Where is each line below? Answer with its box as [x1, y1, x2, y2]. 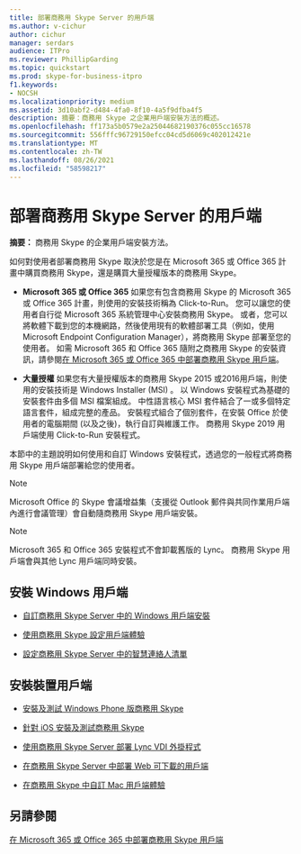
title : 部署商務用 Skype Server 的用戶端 [9, 13, 155, 23]
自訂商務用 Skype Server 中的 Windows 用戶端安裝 [22, 610, 211, 622]
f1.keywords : [9, 80, 58, 89]
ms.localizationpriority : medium [9, 96, 135, 106]
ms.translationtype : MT [9, 139, 99, 148]
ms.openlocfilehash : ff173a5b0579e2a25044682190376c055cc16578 [9, 123, 252, 132]
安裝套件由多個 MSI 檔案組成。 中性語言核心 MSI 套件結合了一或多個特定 [22, 395, 291, 406]
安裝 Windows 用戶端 [9, 585, 128, 600]
